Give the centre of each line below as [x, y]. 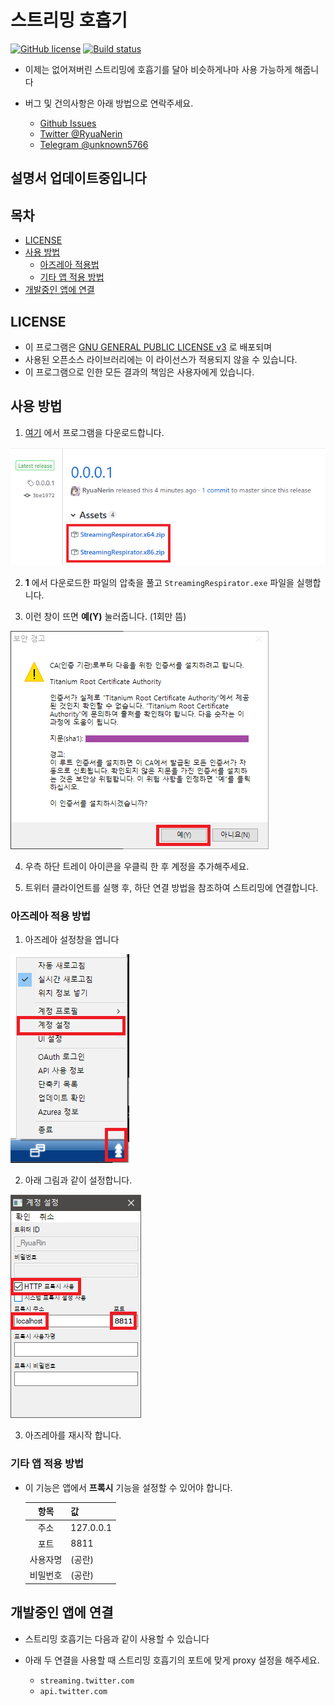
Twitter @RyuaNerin [81, 133]
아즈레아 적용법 [69, 265]
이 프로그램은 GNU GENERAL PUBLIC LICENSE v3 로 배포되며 [148, 347]
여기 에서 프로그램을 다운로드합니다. [94, 432]
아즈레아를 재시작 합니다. [73, 1435]
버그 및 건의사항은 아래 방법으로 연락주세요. [109, 103]
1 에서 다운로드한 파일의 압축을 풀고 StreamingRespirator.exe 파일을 [159, 583]
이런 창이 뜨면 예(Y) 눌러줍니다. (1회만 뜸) [105, 617]
